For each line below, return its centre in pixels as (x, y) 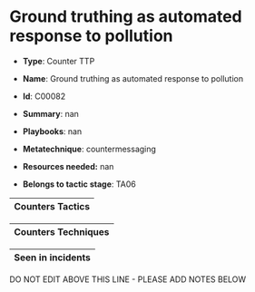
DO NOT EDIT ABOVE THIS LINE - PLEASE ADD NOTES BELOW (128, 279)
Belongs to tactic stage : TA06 (79, 184)
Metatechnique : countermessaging (89, 149)
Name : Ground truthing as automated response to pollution (132, 78)
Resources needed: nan (68, 166)
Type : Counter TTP (59, 61)
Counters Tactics (52, 206)
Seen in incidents (52, 258)
